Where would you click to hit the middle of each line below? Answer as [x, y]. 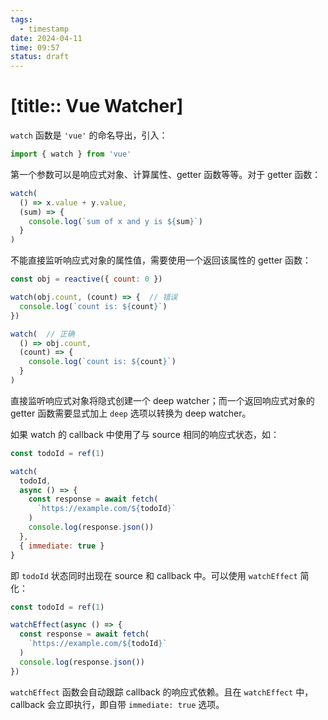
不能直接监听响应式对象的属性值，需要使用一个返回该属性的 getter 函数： [161, 260]
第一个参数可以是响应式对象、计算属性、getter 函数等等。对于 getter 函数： [166, 174]
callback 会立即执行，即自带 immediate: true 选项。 [117, 704]
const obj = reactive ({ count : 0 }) [86, 279]
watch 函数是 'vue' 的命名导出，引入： [89, 135]
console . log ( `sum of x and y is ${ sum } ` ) [115, 221]
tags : [21, 19]
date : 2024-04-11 [46, 38]
